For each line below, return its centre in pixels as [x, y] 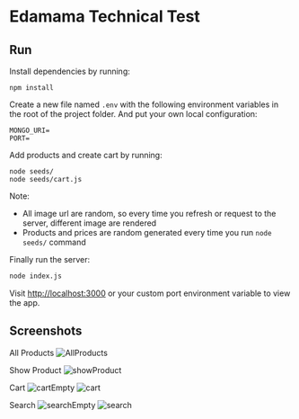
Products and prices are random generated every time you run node [147, 232]
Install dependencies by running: [70, 71]
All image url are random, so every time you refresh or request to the [149, 214]
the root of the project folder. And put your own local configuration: [133, 114]
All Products [32, 352]
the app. [25, 302]
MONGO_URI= [30, 130]
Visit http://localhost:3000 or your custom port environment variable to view [150, 293]
